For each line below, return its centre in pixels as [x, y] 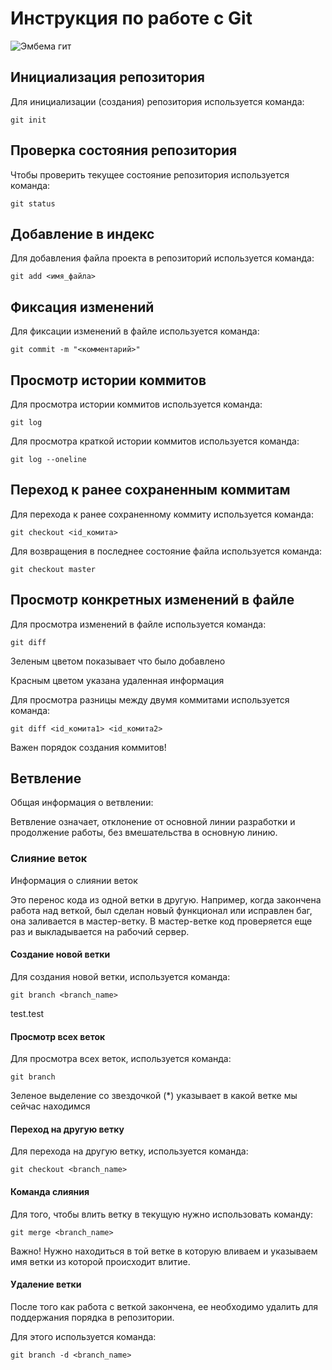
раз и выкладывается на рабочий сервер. [100, 931]
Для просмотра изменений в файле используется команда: [138, 624]
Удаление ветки [46, 1284]
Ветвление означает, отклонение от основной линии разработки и [153, 822]
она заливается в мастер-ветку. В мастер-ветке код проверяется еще [161, 921]
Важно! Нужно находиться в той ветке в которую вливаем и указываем [164, 1251]
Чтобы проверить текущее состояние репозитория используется [150, 174]
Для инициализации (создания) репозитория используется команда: [157, 101]
